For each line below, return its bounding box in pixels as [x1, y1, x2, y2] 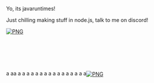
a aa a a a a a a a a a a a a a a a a [6, 70, 87, 76]
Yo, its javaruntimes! [6, 5, 56, 12]
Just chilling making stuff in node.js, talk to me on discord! [6, 17, 149, 23]
